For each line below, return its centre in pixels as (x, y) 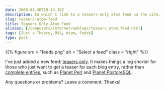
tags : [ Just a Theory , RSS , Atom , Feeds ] (49, 33)
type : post (17, 38)
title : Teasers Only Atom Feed (38, 24)
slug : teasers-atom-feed (31, 19)
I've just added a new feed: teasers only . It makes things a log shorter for (81, 61)
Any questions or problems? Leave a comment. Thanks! (63, 82)
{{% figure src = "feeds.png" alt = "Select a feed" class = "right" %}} (77, 52)
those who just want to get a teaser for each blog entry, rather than (75, 67)
